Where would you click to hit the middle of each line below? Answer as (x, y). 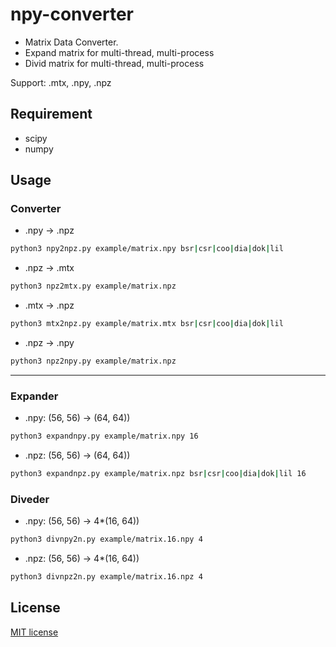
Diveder (30, 499)
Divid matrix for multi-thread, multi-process (114, 63)
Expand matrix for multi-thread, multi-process (119, 52)
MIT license (34, 632)
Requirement (51, 114)
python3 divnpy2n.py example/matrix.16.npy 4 (106, 539)
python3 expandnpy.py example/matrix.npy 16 (104, 436)
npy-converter (72, 14)
